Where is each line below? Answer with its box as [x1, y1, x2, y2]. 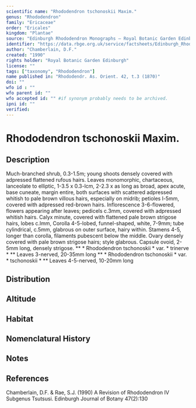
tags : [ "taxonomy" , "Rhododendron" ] [6, 68, 95, 74]
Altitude [6, 294, 36, 304]
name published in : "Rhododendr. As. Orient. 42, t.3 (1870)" [6, 74, 160, 79]
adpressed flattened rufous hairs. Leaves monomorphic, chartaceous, [6, 177, 174, 184]
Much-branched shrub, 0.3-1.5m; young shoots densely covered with [6, 170, 173, 177]
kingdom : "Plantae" [6, 30, 54, 36]
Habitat [6, 314, 34, 324]
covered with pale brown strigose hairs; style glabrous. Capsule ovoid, [6, 238, 176, 246]
